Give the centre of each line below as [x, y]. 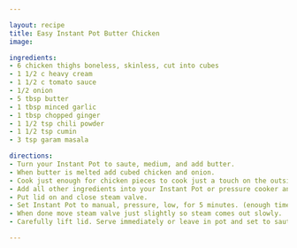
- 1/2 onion [31, 90]
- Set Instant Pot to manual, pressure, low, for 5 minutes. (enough [140, 205]
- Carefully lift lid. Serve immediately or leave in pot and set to [140, 222]
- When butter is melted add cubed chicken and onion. [112, 172]
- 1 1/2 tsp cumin [43, 132]
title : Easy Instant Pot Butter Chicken [85, 33]
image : [21, 42]
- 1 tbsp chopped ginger [55, 115]
